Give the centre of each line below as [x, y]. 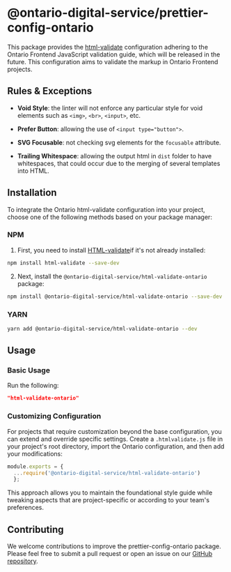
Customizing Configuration [54, 416]
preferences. [25, 508]
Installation [32, 193]
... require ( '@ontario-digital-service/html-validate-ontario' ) [107, 473]
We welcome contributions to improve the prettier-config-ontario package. [114, 546]
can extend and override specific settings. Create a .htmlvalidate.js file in [115, 439]
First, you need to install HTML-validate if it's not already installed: [111, 250]
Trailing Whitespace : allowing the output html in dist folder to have [114, 156]
